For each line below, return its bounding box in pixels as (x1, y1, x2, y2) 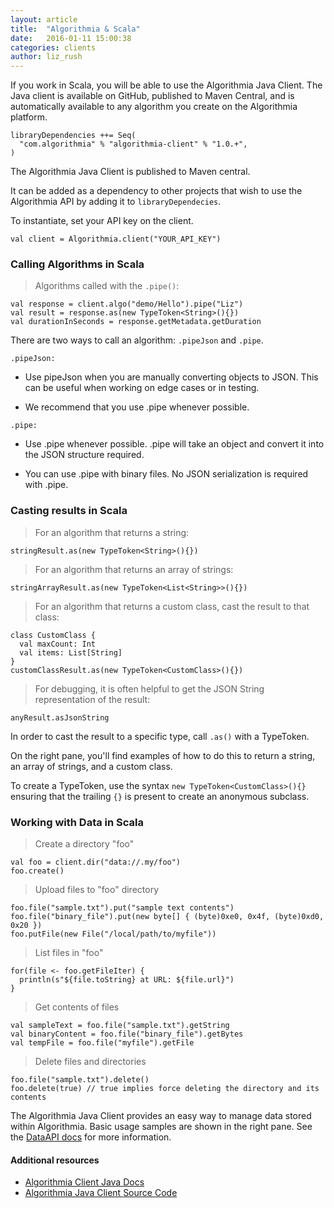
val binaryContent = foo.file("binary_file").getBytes (10, 1029, 244, 1040)
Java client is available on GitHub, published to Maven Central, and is (10, 90, 295, 102)
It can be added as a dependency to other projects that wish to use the (10, 185, 303, 197)
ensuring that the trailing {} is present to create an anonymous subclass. (10, 790, 310, 802)
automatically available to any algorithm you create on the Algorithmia (10, 101, 298, 113)
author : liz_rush (10, 52, 83, 62)
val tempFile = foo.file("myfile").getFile (10, 1038, 195, 1048)
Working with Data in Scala (10, 815, 145, 829)
